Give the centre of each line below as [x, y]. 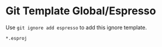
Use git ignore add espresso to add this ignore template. [76, 27]
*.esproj [16, 38]
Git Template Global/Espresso [81, 11]
